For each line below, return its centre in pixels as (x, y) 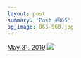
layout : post (26, 14)
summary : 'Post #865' (39, 20)
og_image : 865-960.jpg (40, 27)
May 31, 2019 (26, 48)
